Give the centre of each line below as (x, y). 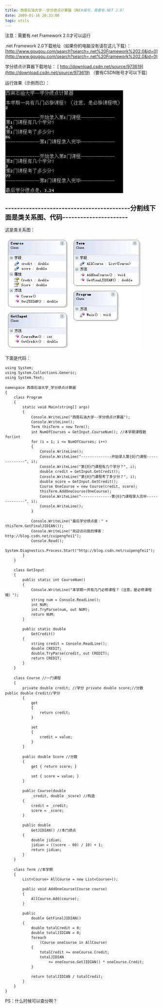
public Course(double (44, 791)
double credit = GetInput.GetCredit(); (80, 472)
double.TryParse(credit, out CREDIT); (70, 654)
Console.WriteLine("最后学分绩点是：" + (69, 521)
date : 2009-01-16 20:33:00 (32, 15)
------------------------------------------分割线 (77, 208)
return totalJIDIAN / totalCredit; (67, 977)
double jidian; (46, 840)
